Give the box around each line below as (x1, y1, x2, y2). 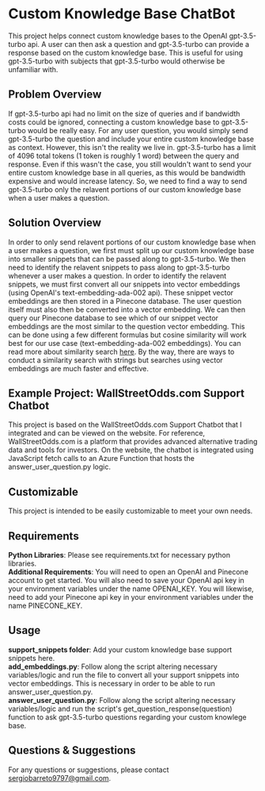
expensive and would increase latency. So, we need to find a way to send (8, 176, 248, 186)
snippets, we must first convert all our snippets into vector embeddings (8, 279, 240, 289)
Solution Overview (8, 216, 101, 230)
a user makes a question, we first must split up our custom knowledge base (8, 245, 255, 255)
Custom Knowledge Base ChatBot (8, 5, 236, 23)
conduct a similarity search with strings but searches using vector (8, 355, 223, 365)
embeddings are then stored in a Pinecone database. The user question (8, 296, 242, 305)
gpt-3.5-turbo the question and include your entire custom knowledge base (8, 134, 255, 144)
